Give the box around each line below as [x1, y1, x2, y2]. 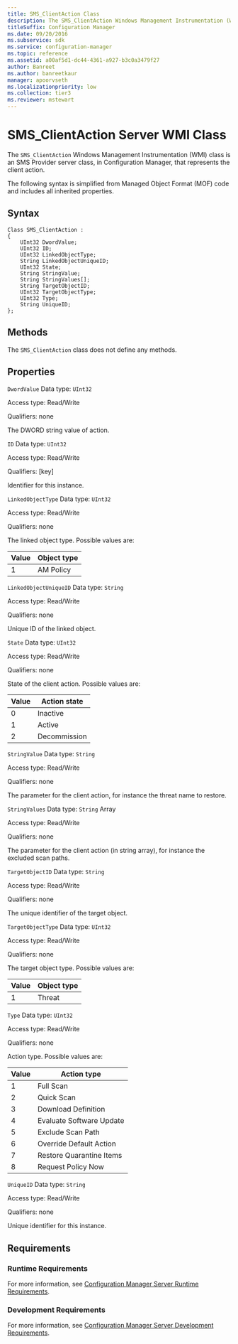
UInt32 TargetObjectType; [20, 289, 97, 296]
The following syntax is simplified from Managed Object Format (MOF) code [7, 179, 229, 188]
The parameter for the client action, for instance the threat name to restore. [7, 791, 227, 800]
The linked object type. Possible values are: [7, 536, 135, 544]
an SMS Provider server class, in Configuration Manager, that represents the [7, 158, 230, 166]
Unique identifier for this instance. [7, 1222, 107, 1230]
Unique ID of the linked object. [7, 625, 96, 633]
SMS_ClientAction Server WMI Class [7, 127, 227, 143]
